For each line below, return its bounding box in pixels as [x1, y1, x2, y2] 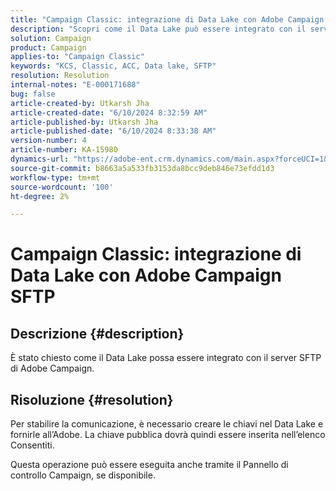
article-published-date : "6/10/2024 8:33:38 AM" [10, 126, 217, 136]
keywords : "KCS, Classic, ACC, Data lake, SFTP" [10, 61, 217, 71]
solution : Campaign [10, 33, 92, 43]
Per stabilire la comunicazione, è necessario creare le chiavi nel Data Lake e [10, 418, 324, 430]
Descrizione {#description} [10, 325, 185, 342]
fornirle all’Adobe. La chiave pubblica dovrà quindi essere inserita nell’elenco [10, 429, 326, 441]
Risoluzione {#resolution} [10, 391, 174, 408]
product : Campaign [10, 42, 87, 53]
